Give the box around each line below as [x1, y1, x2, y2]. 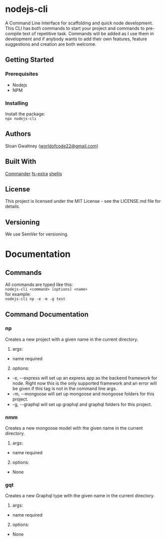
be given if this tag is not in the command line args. [12, 385, 117, 392]
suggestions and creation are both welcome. [5, 41, 97, 47]
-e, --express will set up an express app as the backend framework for [12, 375, 158, 381]
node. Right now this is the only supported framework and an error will [12, 380, 157, 386]
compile [5, 30, 22, 36]
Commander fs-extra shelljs [5, 170, 62, 176]
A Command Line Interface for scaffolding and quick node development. [5, 20, 153, 26]
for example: [5, 291, 31, 297]
